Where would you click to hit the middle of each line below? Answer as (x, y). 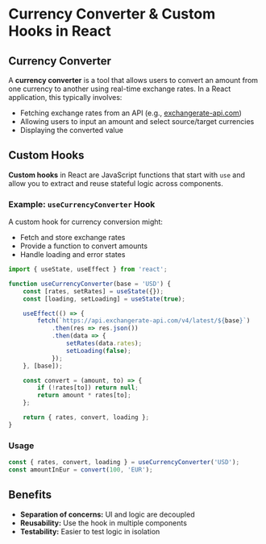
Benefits (30, 495)
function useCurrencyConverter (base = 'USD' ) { (90, 284)
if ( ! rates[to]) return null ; (88, 388)
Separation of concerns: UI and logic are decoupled (107, 514)
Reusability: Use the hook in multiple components (104, 523)
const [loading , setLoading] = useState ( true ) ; (104, 299)
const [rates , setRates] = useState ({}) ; (93, 291)
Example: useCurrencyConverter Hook (82, 204)
